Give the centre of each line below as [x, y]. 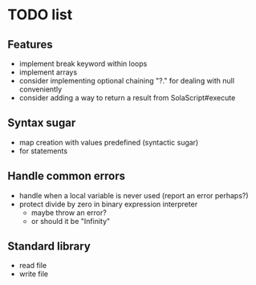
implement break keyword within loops [83, 63]
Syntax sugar [42, 123]
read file [33, 266]
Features [30, 45]
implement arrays [48, 72]
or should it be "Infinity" [71, 221]
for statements [43, 151]
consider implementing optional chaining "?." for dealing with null [126, 81]
